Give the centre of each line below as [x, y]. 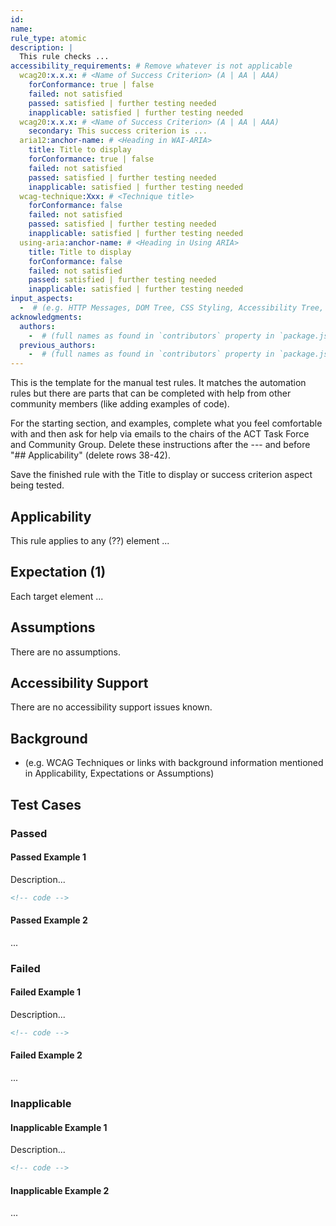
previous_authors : [58, 345]
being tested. [37, 485]
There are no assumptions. [66, 652]
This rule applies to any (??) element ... [90, 540]
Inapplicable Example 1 [59, 1127]
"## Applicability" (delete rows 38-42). [90, 455]
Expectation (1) [58, 572]
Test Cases [46, 804]
